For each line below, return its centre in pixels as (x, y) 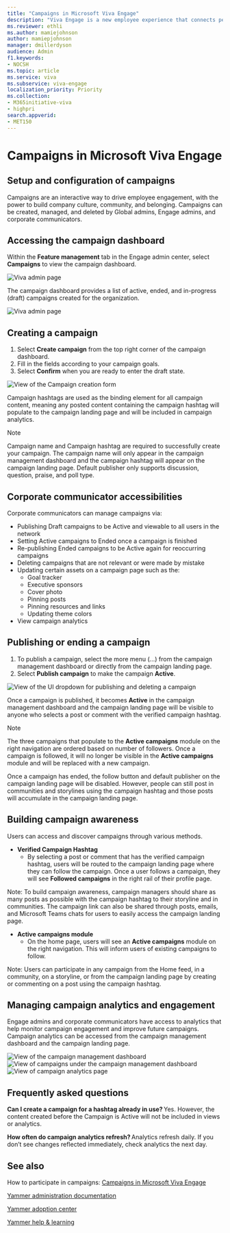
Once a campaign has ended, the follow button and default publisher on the (114, 776)
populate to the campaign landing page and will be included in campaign (110, 412)
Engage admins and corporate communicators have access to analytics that (114, 1021)
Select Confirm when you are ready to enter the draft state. (101, 371)
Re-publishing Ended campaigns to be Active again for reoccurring (111, 548)
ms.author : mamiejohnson (42, 33)
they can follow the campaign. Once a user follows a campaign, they (124, 871)
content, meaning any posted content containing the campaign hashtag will (113, 405)
